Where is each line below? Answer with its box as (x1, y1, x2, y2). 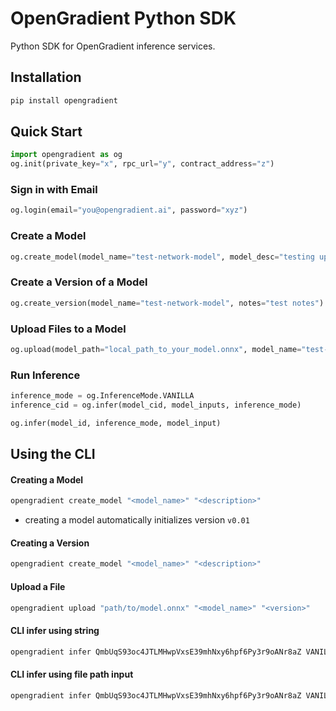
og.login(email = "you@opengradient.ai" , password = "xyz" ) (10, 205, 248, 216)
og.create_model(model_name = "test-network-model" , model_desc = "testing (10, 252, 315, 262)
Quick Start (10, 123, 83, 141)
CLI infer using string (10, 625, 100, 637)
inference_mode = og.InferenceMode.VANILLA (10, 391, 195, 401)
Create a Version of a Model (10, 275, 148, 289)
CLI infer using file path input (10, 668, 134, 681)
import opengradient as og (10, 150, 123, 160)
